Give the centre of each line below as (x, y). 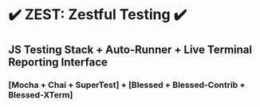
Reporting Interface (58, 62)
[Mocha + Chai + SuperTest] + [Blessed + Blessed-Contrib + (127, 85)
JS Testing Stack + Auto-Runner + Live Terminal (130, 49)
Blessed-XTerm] (41, 94)
